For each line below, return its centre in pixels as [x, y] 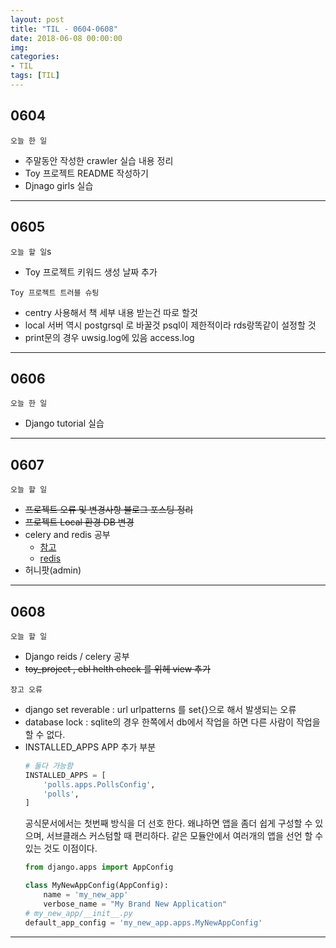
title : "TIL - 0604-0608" [64, 29]
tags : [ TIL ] [35, 76]
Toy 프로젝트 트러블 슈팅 [55, 292]
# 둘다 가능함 [48, 766]
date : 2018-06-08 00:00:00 [66, 38]
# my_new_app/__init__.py [78, 913]
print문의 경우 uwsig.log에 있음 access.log [109, 337]
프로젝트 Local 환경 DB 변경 [79, 522]
